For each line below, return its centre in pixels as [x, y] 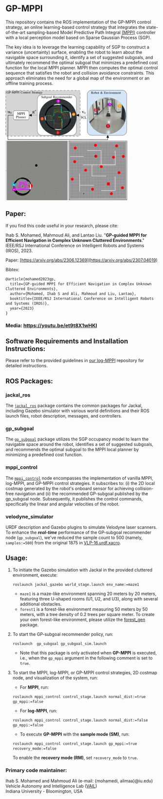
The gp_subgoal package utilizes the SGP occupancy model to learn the [77, 439]
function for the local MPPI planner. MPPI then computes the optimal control [82, 68]
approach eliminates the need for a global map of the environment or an [78, 78]
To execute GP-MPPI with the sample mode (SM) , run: [74, 734]
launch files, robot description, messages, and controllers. [64, 416]
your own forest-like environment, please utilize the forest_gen [82, 619]
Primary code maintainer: [36, 770]
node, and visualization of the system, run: [55, 678]
